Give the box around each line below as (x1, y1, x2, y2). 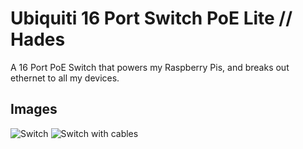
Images (10, 101, 58, 118)
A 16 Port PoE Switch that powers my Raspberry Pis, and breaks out (10, 61, 290, 73)
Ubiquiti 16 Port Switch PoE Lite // (10, 7, 293, 30)
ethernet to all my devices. (10, 72, 120, 84)
